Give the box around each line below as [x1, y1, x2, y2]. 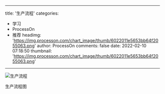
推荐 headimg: [12, 32, 42, 38]
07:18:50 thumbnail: [12, 48, 53, 54]
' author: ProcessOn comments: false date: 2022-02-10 [34, 43, 146, 48]
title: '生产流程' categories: [5, 10, 59, 16]
